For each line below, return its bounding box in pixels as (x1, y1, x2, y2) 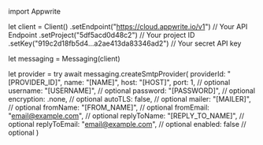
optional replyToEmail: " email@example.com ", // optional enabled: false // (8, 120, 246, 128)
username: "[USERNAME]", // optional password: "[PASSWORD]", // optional (8, 86, 256, 95)
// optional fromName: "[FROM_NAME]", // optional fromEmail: (8, 102, 210, 112)
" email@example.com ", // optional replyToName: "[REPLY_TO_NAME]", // (8, 111, 245, 121)
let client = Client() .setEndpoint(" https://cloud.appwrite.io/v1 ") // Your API (8, 22, 248, 31)
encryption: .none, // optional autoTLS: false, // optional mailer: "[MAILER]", (8, 95, 252, 103)
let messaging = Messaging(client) (8, 54, 120, 63)
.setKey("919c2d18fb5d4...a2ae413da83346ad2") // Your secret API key (8, 39, 242, 48)
